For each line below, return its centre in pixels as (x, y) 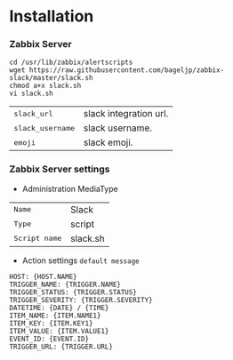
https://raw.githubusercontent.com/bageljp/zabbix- (127, 70)
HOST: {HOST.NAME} (43, 276)
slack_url (33, 113)
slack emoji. (108, 142)
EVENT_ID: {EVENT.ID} (49, 339)
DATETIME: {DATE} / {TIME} (59, 308)
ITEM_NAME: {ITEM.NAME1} (55, 316)
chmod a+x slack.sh (45, 86)
